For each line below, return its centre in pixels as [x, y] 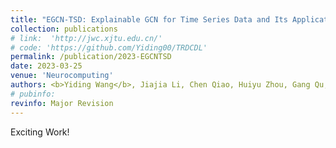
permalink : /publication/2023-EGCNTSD [91, 57]
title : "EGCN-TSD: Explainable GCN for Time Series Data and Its [149, 19]
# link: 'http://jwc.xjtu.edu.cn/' [86, 38]
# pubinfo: [33, 94]
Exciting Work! [40, 132]
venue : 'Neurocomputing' [62, 76]
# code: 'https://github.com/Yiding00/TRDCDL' [109, 47]
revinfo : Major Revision [62, 103]
